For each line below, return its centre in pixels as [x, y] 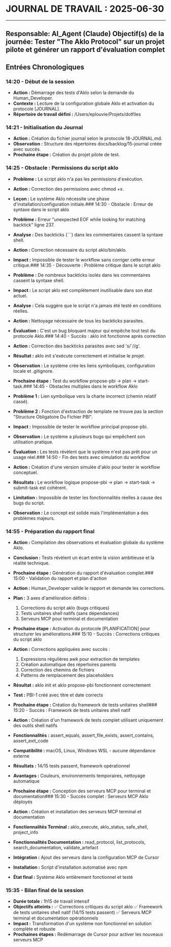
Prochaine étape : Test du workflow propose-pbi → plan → [75, 381]
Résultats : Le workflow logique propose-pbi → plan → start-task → [84, 482]
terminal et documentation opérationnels [56, 918]
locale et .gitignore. [33, 371]
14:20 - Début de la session [40, 81]
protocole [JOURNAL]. [37, 109]
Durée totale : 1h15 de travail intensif [51, 901]
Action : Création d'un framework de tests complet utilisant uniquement [88, 720]
